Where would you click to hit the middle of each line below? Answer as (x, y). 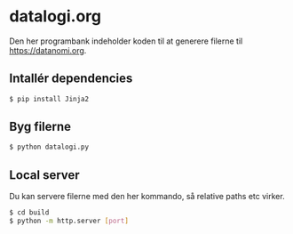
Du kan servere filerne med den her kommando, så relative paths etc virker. (147, 197)
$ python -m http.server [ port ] (69, 221)
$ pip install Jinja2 (49, 99)
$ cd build (29, 213)
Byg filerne (40, 127)
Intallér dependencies (71, 79)
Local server (44, 175)
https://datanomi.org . (48, 50)
